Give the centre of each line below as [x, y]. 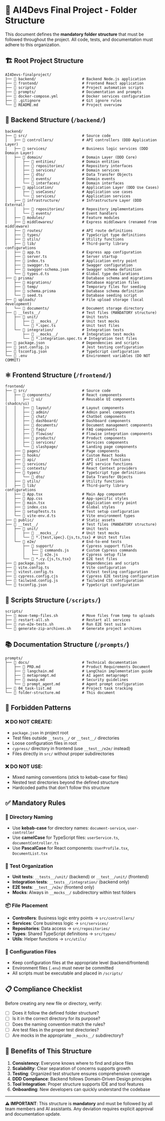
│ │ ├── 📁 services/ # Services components [67, 443]
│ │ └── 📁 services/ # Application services [68, 196]
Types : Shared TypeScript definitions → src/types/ [64, 934]
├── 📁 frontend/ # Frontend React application [74, 83]
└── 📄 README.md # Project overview [63, 105]
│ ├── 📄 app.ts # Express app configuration [73, 252]
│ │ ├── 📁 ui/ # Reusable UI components [70, 399]
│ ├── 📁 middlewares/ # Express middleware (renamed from [81, 222]
